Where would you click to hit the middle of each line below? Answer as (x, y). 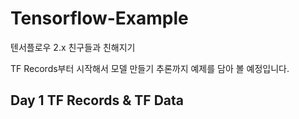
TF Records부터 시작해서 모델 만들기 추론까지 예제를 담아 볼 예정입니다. (150, 68)
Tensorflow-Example (99, 18)
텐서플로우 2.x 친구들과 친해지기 (73, 47)
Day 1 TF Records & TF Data (97, 100)
